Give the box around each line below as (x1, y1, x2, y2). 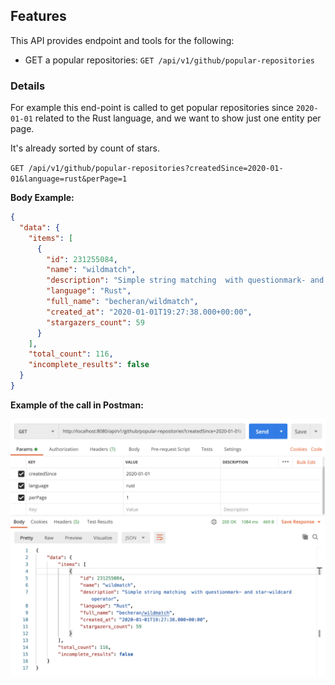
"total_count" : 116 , (28, 349, 114, 359)
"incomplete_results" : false (28, 360, 150, 370)
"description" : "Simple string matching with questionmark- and (46, 275, 325, 286)
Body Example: (10, 192, 75, 204)
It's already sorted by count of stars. (10, 142, 161, 154)
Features (10, 8, 67, 25)
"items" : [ (28, 233, 74, 243)
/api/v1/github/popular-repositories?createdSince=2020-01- (28, 164, 284, 174)
